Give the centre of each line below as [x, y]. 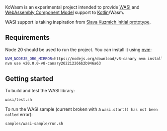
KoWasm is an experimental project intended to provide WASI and [72, 7]
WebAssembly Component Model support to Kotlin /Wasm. [65, 12]
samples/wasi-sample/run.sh [34, 124]
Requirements [27, 37]
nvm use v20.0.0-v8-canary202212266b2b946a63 [53, 63]
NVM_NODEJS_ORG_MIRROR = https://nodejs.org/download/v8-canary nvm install [84, 59]
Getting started [29, 79]
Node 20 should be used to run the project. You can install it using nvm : [79, 50]
